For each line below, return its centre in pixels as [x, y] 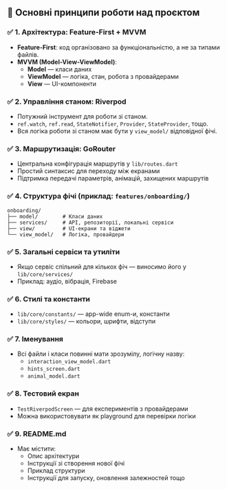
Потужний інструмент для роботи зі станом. [82, 116]
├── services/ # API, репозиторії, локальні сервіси [90, 223]
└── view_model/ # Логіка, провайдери [66, 234]
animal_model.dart [54, 376]
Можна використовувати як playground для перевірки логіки [106, 416]
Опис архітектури [53, 456]
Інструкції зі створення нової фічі [76, 464]
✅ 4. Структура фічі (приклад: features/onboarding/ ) [99, 196]
